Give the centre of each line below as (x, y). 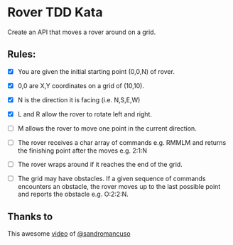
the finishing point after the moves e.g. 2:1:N (82, 151)
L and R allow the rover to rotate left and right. (85, 114)
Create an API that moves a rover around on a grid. (82, 32)
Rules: (22, 54)
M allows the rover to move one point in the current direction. (107, 128)
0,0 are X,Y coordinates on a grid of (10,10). (81, 85)
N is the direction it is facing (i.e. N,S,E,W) (79, 99)
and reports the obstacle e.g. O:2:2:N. (73, 194)
